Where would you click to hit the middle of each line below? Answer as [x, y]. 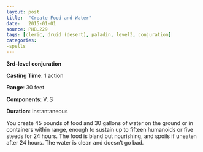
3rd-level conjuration [34, 63]
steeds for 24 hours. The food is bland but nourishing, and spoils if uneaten [102, 136]
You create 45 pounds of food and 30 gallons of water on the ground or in [100, 123]
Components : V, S [30, 99]
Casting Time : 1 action [35, 75]
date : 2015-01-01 [31, 23]
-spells [16, 47]
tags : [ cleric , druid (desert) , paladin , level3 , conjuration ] [89, 35]
